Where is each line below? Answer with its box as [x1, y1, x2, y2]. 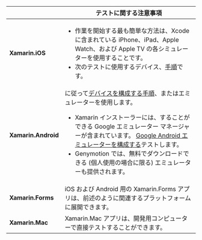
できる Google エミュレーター [75, 122, 159, 130]
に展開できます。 [64, 203, 113, 211]
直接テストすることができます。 [76, 223, 167, 232]
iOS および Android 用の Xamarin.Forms [64, 185, 176, 193]
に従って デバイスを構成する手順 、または [64, 89, 179, 97]
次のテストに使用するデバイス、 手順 [75, 63, 177, 71]
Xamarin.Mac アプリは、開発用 [64, 214, 152, 223]
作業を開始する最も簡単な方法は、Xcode [75, 27, 190, 35]
